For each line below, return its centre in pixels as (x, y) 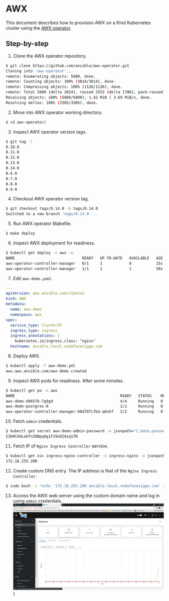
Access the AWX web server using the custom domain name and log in (86, 496)
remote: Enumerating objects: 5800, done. (51, 76)
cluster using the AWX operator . (39, 28)
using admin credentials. (38, 501)
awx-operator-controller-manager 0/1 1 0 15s (84, 263)
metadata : (16, 304)
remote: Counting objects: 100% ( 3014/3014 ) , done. (61, 82)
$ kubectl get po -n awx (32, 390)
